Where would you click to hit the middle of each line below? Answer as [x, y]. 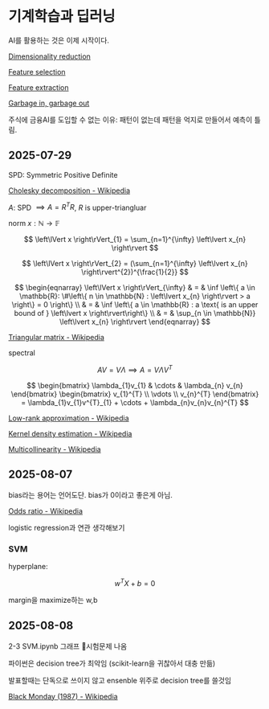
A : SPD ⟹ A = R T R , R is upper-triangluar [77, 207]
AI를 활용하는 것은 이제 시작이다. [59, 40]
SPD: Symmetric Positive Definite [63, 174]
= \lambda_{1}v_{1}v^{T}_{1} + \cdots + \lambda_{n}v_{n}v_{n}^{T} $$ [135, 403]
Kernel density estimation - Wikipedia [70, 434]
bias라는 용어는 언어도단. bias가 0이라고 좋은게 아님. [90, 494]
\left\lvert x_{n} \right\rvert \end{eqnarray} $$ [135, 322]
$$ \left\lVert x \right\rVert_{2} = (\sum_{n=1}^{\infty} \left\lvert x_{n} [135, 264]
